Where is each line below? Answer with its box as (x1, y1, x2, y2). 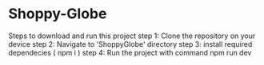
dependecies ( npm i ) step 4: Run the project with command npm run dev (8, 48, 252, 57)
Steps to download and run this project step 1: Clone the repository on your (8, 31, 256, 40)
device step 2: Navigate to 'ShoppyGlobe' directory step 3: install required (8, 39, 253, 48)
